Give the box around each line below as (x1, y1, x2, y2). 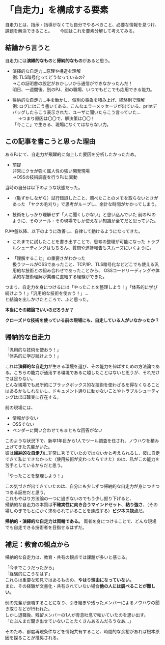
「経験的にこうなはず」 (5, 571, 53, 577)
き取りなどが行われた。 (5, 606, 53, 612)
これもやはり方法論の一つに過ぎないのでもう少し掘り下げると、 (5, 496, 134, 501)
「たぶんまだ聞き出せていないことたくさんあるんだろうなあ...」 (5, 618, 132, 624)
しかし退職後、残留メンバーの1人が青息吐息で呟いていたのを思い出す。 (5, 612, 148, 618)
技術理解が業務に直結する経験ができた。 (25, 273, 107, 279)
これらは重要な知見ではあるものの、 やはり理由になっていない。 (5, 577, 134, 583)
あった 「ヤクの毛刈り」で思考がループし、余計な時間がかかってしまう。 (12, 201, 160, 207)
